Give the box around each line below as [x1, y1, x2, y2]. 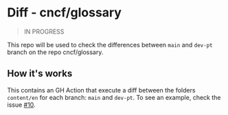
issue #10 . [7, 101, 36, 109]
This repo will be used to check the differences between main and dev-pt [7, 40, 213, 49]
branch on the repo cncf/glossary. [7, 48, 104, 56]
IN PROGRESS [23, 27, 65, 36]
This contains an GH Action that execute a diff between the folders [7, 86, 196, 94]
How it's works [7, 68, 73, 79]
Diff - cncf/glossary [7, 5, 122, 21]
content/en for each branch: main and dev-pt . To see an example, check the [7, 93, 221, 101]
